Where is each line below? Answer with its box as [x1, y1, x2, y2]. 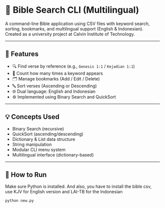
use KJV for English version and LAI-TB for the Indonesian [5, 189, 123, 195]
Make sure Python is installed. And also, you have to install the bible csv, [5, 183, 152, 189]
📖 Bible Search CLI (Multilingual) [5, 4, 139, 16]
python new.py [5, 198, 34, 203]
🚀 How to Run [5, 170, 47, 179]
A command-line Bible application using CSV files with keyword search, [5, 21, 150, 26]
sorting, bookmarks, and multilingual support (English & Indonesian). [5, 26, 144, 31]
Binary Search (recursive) [12, 126, 64, 131]
